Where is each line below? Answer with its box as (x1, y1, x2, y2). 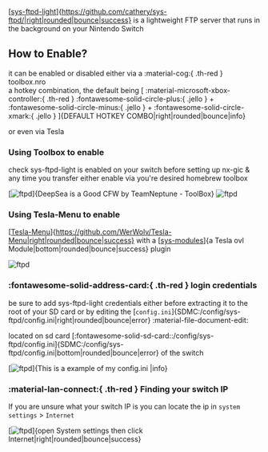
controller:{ (8, 94, 46, 104)
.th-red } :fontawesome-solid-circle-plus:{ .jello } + (46, 94, 214, 104)
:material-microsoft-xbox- (145, 85, 230, 95)
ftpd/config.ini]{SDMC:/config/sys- (8, 339, 124, 348)
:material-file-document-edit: (152, 315, 249, 324)
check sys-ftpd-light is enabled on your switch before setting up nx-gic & (8, 165, 250, 175)
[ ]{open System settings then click (8, 426, 143, 435)
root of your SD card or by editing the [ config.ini (8, 307, 172, 316)
